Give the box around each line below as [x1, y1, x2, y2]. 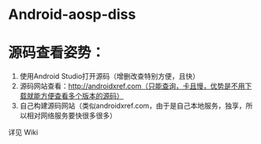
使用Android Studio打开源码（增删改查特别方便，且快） [19, 72, 199, 81]
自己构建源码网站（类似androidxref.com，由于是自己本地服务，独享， [19, 101, 246, 111]
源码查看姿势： [8, 44, 106, 62]
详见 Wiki [8, 127, 39, 137]
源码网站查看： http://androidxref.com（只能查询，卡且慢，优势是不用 [19, 81, 245, 91]
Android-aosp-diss [8, 6, 136, 24]
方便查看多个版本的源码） [40, 91, 124, 101]
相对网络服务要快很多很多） [26, 111, 117, 120]
